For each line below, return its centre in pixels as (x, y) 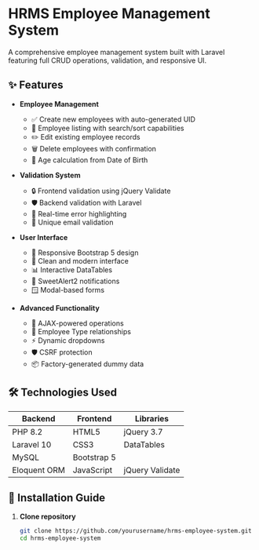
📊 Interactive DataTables (71, 270)
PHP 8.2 (27, 432)
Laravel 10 (32, 444)
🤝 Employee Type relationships (81, 331)
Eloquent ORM (38, 470)
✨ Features (36, 85)
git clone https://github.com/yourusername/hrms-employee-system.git (136, 531)
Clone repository (47, 517)
